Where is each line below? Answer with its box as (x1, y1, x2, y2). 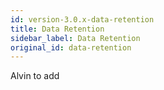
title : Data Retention (10, 24, 105, 34)
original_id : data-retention (10, 42, 132, 53)
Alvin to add (10, 70, 60, 82)
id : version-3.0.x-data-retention (10, 14, 155, 25)
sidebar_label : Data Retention (10, 33, 141, 43)
